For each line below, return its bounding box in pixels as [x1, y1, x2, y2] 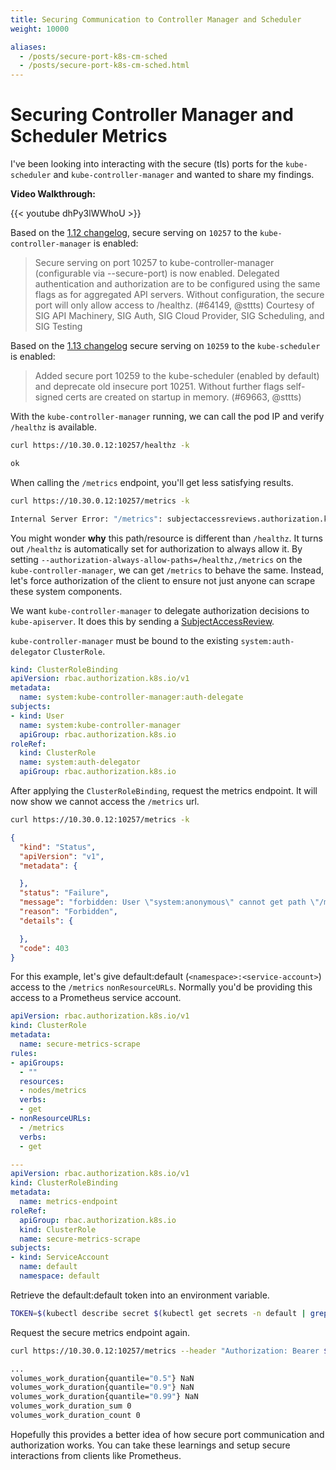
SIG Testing [34, 321, 83, 333]
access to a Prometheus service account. [10, 992, 182, 1004]
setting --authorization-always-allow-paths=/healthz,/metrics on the [10, 553, 303, 565]
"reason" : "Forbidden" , [19, 907, 118, 917]
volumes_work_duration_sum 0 [10, 1401, 132, 1411]
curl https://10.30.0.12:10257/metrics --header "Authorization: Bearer [10, 1346, 320, 1356]
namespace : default [19, 1271, 101, 1281]
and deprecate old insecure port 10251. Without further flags [34, 381, 285, 393]
